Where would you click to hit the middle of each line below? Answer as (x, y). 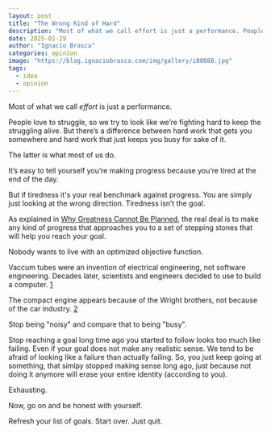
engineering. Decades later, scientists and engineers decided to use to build (135, 276)
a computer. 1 (31, 284)
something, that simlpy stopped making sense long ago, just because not (130, 365)
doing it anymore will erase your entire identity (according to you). (118, 374)
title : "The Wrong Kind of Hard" (65, 23)
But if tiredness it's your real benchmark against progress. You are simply (130, 194)
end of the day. (33, 179)
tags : (17, 69)
